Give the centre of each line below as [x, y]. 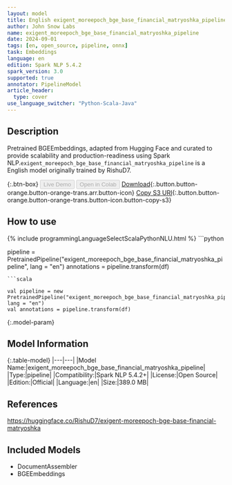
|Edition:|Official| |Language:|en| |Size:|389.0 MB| [78, 382]
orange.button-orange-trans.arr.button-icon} [71, 192]
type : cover [31, 97]
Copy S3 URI [154, 192]
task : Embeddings [32, 53]
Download [136, 184]
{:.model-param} [31, 322]
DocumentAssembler [47, 466]
